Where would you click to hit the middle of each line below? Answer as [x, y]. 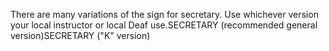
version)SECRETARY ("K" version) [80, 35]
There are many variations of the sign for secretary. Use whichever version [164, 14]
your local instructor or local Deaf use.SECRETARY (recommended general [164, 25]
